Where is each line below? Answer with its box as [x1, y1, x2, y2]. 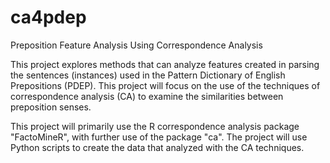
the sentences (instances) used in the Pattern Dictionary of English [10, 69, 286, 81]
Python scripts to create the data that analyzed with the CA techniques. [10, 141, 305, 153]
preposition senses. [10, 101, 92, 113]
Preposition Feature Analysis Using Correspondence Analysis [10, 39, 263, 51]
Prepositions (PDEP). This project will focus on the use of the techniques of [10, 79, 321, 91]
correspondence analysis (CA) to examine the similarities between [10, 90, 284, 102]
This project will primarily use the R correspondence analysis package [10, 120, 300, 132]
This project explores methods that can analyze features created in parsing [10, 58, 320, 70]
